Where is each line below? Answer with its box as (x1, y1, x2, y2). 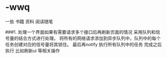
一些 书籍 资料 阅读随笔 (5, 18, 53, 24)
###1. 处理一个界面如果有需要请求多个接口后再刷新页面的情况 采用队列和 (5, 29, 156, 35)
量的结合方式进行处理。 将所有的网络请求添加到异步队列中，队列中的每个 (9, 35, 161, 41)
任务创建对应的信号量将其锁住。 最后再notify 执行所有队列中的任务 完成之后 (5, 41, 162, 47)
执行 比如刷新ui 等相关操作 (5, 48, 60, 54)
